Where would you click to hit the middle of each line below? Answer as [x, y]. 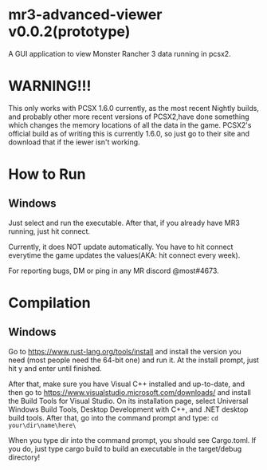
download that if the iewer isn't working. [75, 142]
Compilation [49, 303]
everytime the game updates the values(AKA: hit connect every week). [124, 255]
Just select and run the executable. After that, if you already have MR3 [124, 223]
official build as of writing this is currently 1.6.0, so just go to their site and [129, 133]
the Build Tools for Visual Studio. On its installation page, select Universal [128, 401]
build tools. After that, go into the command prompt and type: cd [114, 417]
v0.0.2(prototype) [69, 32]
